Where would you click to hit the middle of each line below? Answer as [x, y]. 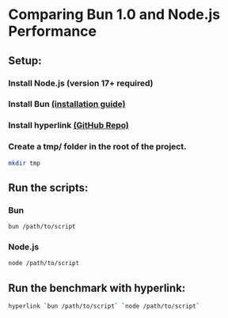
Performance [53, 31]
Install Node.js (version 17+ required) [81, 83]
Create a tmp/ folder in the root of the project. [97, 146]
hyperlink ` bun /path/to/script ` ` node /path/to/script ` [104, 306]
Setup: [25, 61]
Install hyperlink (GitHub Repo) [68, 126]
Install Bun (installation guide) [67, 104]
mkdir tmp [25, 163]
